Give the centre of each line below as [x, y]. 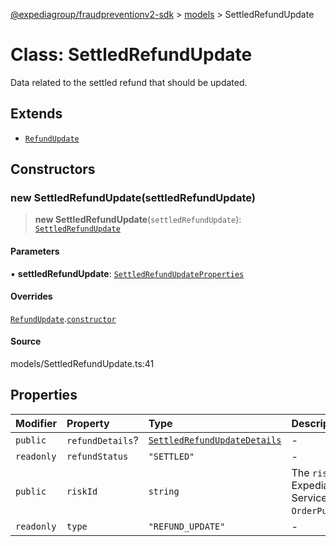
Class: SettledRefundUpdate [131, 55]
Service [309, 497]
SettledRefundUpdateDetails [215, 440]
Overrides [31, 296]
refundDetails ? [102, 440]
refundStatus [97, 456]
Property [88, 423]
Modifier [36, 423]
